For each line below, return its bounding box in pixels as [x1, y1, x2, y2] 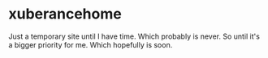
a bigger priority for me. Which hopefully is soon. [8, 39, 173, 49]
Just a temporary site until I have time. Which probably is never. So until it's [8, 31, 260, 41]
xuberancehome [8, 5, 122, 23]
